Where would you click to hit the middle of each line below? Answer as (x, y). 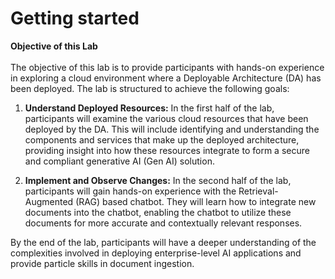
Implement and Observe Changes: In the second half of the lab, (158, 180)
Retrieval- (258, 191)
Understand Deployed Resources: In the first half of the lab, (149, 108)
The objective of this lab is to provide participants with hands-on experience (167, 67)
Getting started (75, 18)
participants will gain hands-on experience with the (130, 191)
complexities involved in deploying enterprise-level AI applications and (156, 253)
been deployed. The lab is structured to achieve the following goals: (150, 88)
